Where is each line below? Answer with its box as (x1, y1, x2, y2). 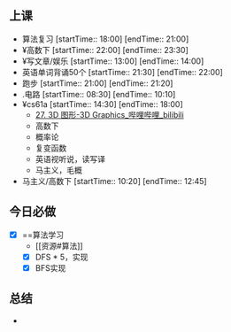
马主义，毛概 (35, 165, 82, 175)
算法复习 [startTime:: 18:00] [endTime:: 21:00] (21, 34, 189, 44)
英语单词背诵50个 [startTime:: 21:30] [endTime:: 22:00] (21, 66, 223, 77)
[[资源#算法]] (35, 240, 83, 251)
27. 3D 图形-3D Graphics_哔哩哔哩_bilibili (35, 109, 184, 120)
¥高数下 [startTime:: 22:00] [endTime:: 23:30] (21, 44, 189, 55)
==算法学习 (21, 229, 65, 240)
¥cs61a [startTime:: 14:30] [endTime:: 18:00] (21, 98, 183, 109)
